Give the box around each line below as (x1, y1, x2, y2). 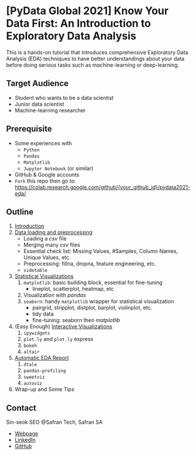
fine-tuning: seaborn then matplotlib (32, 317, 121, 324)
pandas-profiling (23, 368, 67, 374)
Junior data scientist (14, 100, 65, 108)
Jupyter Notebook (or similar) (23, 164, 94, 172)
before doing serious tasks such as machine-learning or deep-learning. (6, 61, 180, 69)
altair (23, 349, 40, 355)
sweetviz (23, 374, 45, 381)
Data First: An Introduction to (6, 17, 151, 30)
